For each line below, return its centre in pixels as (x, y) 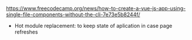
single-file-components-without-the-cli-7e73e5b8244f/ (73, 14)
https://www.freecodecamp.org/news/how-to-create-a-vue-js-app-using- (96, 8)
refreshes (26, 32)
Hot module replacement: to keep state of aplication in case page (93, 26)
